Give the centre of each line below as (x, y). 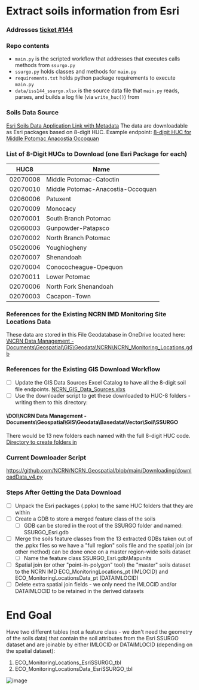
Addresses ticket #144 (40, 30)
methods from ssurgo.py (45, 65)
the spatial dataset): (31, 650)
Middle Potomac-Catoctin (83, 179)
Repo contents (28, 46)
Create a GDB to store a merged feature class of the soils (85, 519)
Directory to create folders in (42, 442)
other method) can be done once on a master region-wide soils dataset (103, 552)
